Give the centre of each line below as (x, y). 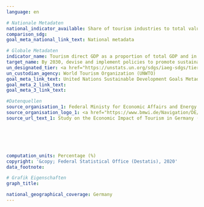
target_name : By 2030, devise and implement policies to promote (90, 62)
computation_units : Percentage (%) (51, 155)
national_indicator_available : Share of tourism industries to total (96, 29)
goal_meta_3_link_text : (36, 90)
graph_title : (23, 184)
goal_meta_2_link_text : (36, 85)
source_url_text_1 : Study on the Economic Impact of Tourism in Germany (100, 118)
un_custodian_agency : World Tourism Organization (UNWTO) (81, 73)
